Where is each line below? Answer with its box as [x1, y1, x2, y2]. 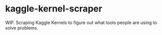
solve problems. [5, 24, 39, 30]
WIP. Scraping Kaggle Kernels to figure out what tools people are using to [5, 19, 157, 25]
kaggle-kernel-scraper [5, 3, 103, 14]
